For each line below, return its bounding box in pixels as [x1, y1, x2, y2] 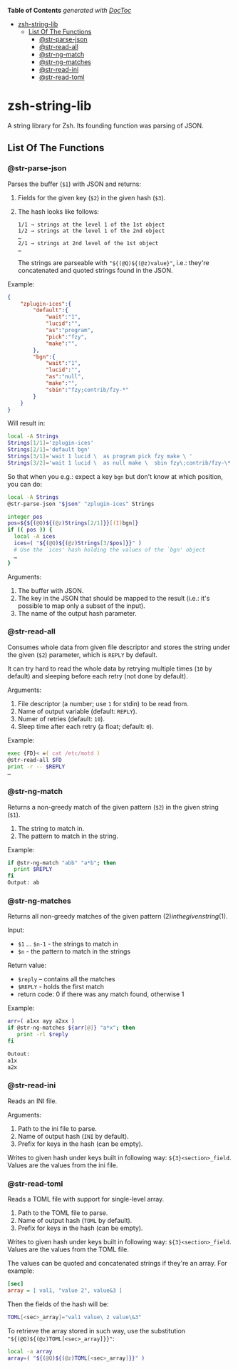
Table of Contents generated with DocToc [7, 6, 132, 14]
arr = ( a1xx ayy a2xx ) [7, 1018, 75, 1025]
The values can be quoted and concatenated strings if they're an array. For [7, 1259, 227, 1268]
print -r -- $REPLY [7, 763, 66, 770]
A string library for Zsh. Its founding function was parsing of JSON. [7, 121, 205, 130]
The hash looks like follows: [17, 207, 100, 216]
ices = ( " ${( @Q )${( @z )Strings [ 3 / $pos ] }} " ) [14, 539, 142, 547]
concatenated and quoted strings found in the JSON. [17, 266, 173, 274]
